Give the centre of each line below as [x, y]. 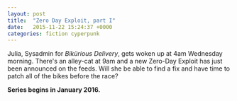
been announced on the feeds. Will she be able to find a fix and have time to [119, 69]
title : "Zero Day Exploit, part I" [61, 20]
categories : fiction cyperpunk [54, 34]
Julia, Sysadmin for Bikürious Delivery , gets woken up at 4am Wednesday [115, 54]
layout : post [27, 14]
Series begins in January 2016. [54, 90]
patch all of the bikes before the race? [63, 76]
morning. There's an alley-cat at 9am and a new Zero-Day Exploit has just [115, 61]
